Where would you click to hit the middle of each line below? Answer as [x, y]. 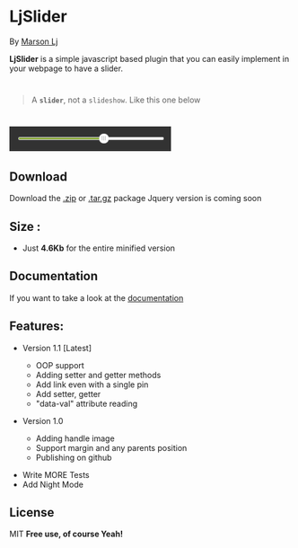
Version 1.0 [43, 420]
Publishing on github [74, 457]
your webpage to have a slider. [66, 68]
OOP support [60, 365]
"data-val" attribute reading [87, 403]
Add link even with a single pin [92, 384]
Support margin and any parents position [111, 447]
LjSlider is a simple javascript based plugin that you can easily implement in [149, 58]
